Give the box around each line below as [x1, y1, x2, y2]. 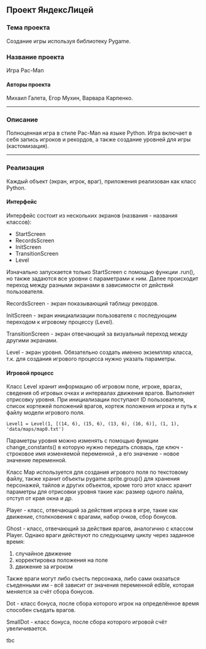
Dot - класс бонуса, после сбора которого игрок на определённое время [6, 600, 199, 607]
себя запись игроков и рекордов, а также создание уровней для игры [6, 136, 191, 143]
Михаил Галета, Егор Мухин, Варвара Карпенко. [6, 95, 134, 102]
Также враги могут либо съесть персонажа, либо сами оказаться [6, 575, 180, 583]
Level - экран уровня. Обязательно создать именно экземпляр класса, [6, 348, 193, 356]
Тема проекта [6, 23, 50, 32]
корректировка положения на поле [15, 556, 109, 564]
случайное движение [15, 550, 72, 557]
